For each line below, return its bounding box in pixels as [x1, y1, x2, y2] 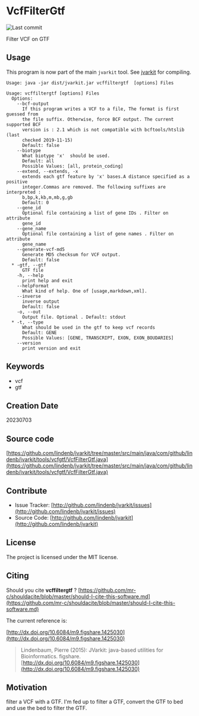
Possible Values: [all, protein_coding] [21, 163, 124, 169]
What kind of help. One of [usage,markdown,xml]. [21, 288, 147, 294]
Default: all [21, 158, 55, 164]
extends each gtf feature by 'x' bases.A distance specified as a [21, 174, 190, 180]
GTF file [21, 267, 44, 273]
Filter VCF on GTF [6, 35, 50, 42]
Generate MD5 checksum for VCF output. [21, 252, 121, 257]
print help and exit [21, 278, 73, 284]
